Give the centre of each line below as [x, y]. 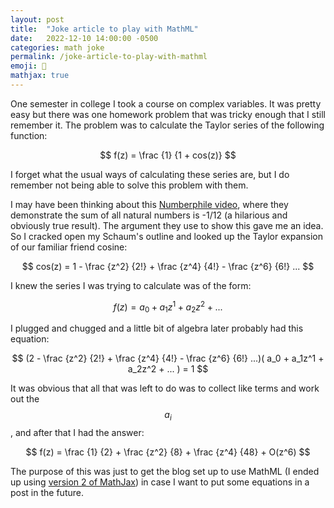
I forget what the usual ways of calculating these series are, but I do [150, 174]
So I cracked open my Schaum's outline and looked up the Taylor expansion [166, 236]
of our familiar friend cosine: [69, 247]
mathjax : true [40, 76]
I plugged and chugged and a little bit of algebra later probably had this [157, 328]
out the [25, 399]
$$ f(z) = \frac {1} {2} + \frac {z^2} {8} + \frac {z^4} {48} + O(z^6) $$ [168, 452]
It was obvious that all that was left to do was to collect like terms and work [165, 388]
